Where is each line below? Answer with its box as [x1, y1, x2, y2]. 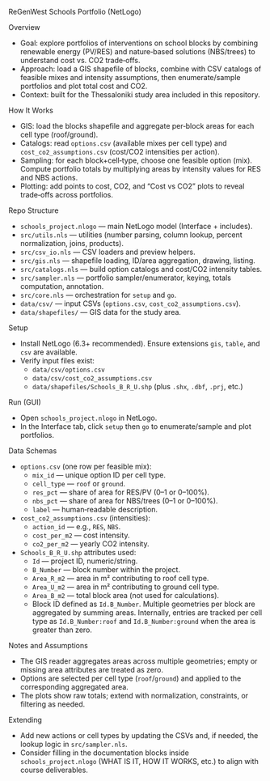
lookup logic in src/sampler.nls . [19, 740, 128, 749]
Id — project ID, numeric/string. [32, 556, 138, 566]
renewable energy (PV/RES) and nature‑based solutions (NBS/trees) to [19, 47, 256, 56]
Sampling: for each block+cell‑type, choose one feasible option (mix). [19, 155, 253, 165]
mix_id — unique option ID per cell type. [32, 470, 166, 480]
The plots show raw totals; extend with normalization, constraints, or [19, 691, 249, 700]
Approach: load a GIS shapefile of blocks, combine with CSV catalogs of [19, 64, 261, 74]
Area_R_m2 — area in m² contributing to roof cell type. [32, 574, 209, 583]
